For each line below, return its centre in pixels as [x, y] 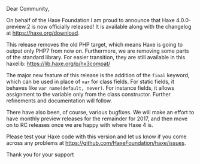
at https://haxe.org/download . [43, 33]
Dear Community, [28, 9]
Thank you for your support [40, 154]
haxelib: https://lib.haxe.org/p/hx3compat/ [58, 63]
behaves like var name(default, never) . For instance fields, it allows [90, 88]
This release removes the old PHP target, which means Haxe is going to [95, 45]
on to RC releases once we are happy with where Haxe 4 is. [80, 125]
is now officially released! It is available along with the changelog [111, 27]
